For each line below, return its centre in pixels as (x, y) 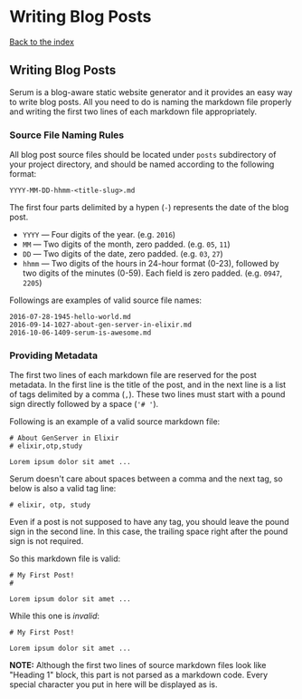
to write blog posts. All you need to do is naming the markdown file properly (151, 102)
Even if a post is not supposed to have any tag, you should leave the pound (149, 522)
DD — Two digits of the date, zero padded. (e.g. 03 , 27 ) (123, 254)
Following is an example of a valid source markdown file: (115, 422)
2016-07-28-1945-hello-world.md (70, 317)
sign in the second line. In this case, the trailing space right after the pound (149, 531)
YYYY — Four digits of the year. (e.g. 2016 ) (99, 235)
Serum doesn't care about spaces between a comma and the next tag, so (146, 479)
